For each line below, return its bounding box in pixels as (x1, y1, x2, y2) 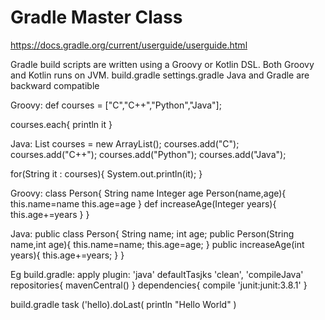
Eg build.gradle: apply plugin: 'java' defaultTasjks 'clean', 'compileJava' (10, 268, 304, 280)
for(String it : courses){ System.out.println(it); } (10, 167, 203, 180)
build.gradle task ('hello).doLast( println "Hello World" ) (10, 298, 237, 310)
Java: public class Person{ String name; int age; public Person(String (10, 227, 295, 240)
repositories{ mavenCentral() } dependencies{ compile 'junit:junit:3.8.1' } (10, 279, 308, 291)
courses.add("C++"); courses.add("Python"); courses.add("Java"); (10, 148, 287, 160)
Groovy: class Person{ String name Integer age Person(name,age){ (10, 187, 287, 199)
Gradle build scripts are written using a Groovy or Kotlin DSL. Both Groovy (10, 58, 315, 70)
